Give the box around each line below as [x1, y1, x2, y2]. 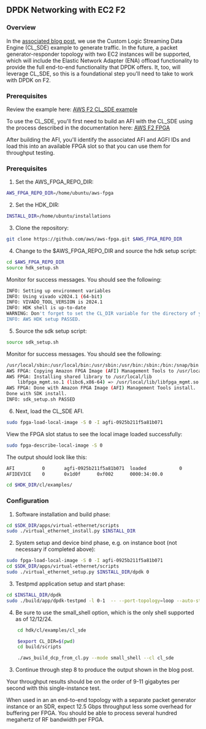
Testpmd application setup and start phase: [15, 580, 126, 587]
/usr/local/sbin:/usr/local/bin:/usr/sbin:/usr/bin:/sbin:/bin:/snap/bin [6, 362, 199, 368]
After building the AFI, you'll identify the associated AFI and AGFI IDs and [6, 136, 191, 143]
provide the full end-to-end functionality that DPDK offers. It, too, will [6, 63, 181, 71]
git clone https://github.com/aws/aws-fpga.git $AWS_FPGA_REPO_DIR [6, 236, 183, 242]
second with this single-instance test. [6, 684, 101, 692]
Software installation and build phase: [15, 511, 110, 518]
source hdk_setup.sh [6, 264, 59, 271]
